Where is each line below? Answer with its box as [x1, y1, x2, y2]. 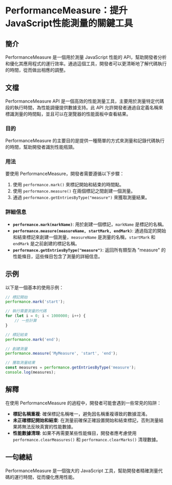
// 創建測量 [5, 346, 28, 352]
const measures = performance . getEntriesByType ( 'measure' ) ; [5, 365, 137, 370]
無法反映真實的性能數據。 [21, 423, 76, 430]
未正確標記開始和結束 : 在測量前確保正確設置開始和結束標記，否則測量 [12, 417, 159, 423]
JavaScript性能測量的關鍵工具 [5, 17, 133, 29]
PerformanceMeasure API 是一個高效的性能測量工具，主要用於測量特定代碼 [5, 98, 164, 104]
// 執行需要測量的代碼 [5, 308, 47, 314]
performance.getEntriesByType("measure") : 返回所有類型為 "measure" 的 [12, 247, 166, 253]
